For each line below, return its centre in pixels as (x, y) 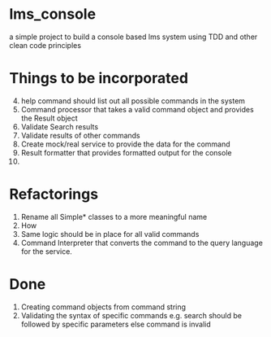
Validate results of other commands (80, 135)
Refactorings (54, 194)
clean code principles (45, 45)
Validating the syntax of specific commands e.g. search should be (131, 315)
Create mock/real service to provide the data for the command (125, 144)
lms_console (53, 14)
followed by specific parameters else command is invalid (116, 324)
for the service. (46, 251)
